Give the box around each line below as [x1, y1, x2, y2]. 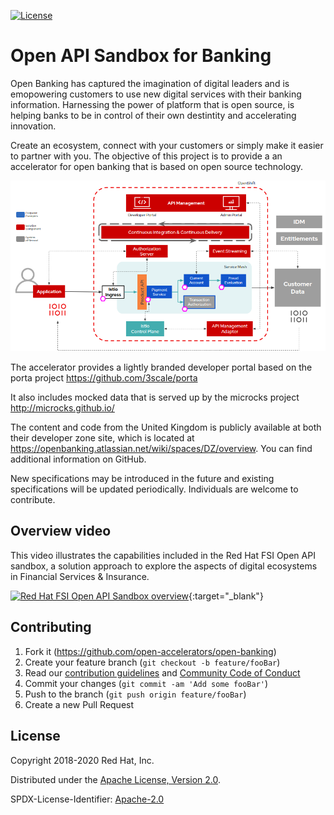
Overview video [10, 523, 112, 540]
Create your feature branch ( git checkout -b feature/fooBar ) [24, 656, 281, 668]
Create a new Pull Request [24, 698, 135, 710]
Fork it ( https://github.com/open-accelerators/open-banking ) [24, 645, 277, 657]
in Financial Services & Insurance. [10, 570, 150, 582]
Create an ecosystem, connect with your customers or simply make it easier [10, 139, 324, 151]
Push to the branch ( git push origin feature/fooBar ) [24, 688, 247, 700]
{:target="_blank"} [188, 590, 264, 602]
